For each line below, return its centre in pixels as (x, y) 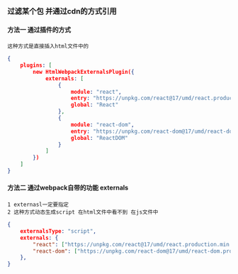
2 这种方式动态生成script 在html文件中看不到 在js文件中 (83, 212)
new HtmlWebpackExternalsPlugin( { (84, 72)
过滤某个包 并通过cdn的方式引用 (62, 11)
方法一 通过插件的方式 (39, 29)
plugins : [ (36, 65)
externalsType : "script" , (58, 231)
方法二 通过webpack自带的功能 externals (68, 188)
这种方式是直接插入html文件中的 (48, 46)
